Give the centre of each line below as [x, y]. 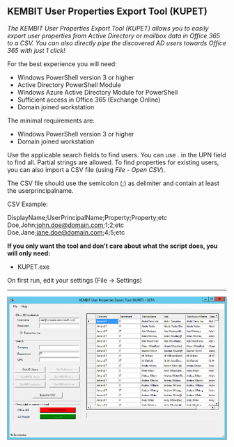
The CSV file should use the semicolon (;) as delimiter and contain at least [113, 183]
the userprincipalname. [40, 190]
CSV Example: [28, 204]
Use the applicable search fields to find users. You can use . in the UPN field [117, 155]
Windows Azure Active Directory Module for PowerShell [97, 92]
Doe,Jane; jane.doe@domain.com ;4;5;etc [66, 232]
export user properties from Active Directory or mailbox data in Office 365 [114, 36]
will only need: [29, 253]
